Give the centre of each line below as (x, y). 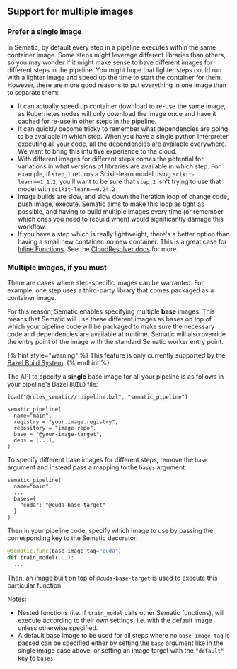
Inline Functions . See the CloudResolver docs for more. (98, 249)
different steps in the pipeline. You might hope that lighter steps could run (115, 69)
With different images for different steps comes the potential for (110, 159)
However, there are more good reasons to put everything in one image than (117, 85)
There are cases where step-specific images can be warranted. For (105, 282)
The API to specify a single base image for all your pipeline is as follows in (116, 376)
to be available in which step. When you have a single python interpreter (123, 136)
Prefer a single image (45, 32)
